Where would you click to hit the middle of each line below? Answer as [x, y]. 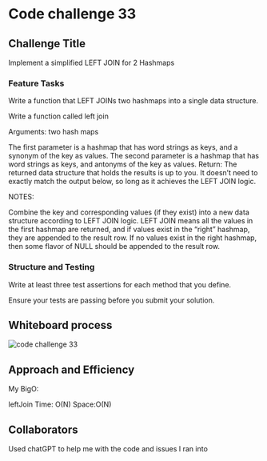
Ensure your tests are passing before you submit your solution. [112, 300]
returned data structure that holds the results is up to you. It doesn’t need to [133, 173]
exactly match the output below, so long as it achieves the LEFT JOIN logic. [132, 182]
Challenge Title [47, 44]
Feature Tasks [36, 83]
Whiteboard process [60, 325]
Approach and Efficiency [72, 369]
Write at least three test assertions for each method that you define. [120, 284]
